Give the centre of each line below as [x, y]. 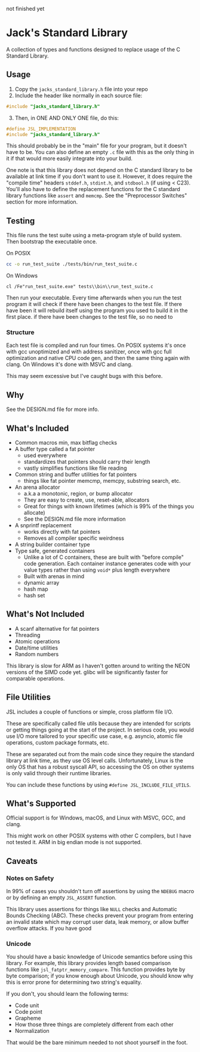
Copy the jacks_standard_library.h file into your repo [81, 89]
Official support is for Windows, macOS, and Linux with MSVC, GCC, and [96, 818]
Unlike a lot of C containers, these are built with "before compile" [104, 557]
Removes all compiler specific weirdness [74, 538]
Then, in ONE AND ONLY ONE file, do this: [67, 118]
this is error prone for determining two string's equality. [74, 983]
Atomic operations [37, 641]
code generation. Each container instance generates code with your [107, 563]
